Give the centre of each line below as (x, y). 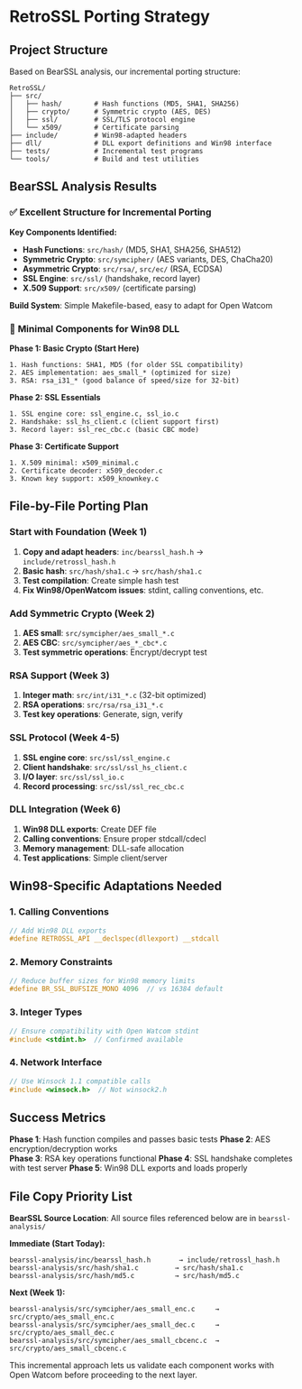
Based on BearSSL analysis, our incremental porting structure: (125, 71)
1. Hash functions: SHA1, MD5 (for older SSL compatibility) (127, 364)
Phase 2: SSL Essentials (55, 397)
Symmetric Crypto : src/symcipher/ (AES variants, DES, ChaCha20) (147, 259)
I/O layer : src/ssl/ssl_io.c (73, 777)
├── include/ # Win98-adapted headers (98, 135)
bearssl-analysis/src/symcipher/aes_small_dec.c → (114, 1325)
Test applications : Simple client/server (95, 858)
